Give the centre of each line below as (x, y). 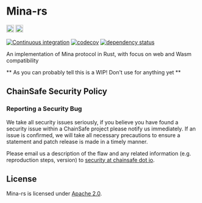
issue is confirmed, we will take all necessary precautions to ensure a (93, 135)
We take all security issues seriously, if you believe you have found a (92, 122)
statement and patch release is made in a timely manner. (77, 141)
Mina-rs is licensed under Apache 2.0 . (54, 194)
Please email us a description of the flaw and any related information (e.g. (99, 153)
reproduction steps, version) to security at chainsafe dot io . (81, 160)
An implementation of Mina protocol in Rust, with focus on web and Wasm (99, 54)
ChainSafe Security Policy (57, 92)
